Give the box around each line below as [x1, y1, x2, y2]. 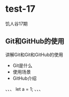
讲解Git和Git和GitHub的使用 [5, 52, 63, 58]
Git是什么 [12, 62, 33, 68]
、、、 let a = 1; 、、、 [5, 86, 43, 92]
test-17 [5, 3, 36, 15]
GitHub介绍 [12, 75, 37, 81]
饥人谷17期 [5, 20, 28, 27]
